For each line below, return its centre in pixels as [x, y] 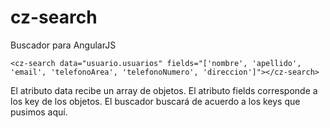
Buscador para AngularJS [63, 45]
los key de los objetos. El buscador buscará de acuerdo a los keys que [155, 101]
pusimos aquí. [39, 112]
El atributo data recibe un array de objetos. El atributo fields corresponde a [164, 90]
